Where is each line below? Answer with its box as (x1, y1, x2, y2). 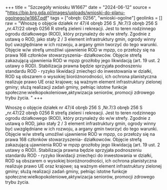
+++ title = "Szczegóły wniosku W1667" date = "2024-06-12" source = (5, 5, 151, 10)
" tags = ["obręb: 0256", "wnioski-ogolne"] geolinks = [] (47, 15, 162, 21)
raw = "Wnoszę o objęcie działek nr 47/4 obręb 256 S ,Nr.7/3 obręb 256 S (5, 20, 158, 26)
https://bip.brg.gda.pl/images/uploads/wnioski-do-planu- (7, 10, 125, 16)
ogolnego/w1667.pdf (5, 15, 47, 21)
